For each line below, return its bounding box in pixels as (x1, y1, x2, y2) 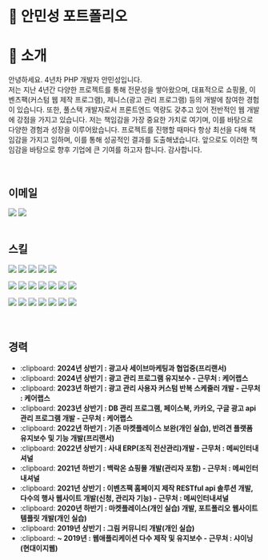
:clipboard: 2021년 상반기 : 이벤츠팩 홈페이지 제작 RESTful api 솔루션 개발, (19, 483, 254, 493)
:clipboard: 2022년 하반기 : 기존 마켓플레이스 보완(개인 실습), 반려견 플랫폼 (19, 423, 254, 433)
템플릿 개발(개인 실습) (19, 513, 87, 522)
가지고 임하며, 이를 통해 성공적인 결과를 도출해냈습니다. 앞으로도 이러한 (29, 135, 250, 145)
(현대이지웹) (19, 543, 58, 553)
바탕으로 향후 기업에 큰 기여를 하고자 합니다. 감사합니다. (29, 145, 202, 154)
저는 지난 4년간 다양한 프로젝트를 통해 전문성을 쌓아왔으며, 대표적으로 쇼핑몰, (8, 85, 248, 94)
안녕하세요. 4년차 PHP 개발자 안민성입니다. (8, 75, 142, 85)
